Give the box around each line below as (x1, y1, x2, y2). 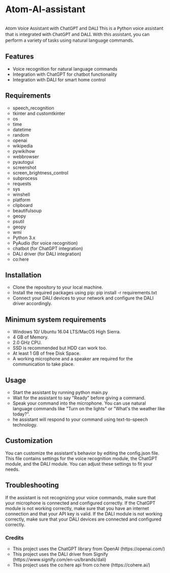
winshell (12, 191, 30, 197)
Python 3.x (12, 234, 36, 240)
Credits (5, 534, 24, 541)
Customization (5, 436, 53, 445)
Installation (5, 270, 42, 279)
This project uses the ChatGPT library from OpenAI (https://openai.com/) (12, 546, 165, 552)
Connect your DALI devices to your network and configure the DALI (12, 295, 154, 301)
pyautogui (12, 159, 34, 165)
